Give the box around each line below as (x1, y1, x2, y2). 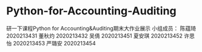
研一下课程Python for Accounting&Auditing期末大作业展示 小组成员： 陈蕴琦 (6, 25, 196, 32)
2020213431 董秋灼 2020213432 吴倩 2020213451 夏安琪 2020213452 (6, 32, 183, 39)
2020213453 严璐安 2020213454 (13, 39, 96, 47)
